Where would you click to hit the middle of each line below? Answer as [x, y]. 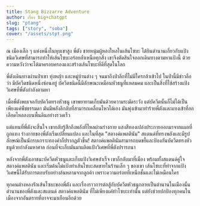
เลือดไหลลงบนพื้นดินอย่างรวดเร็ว [38, 115]
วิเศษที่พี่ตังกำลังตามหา [28, 90]
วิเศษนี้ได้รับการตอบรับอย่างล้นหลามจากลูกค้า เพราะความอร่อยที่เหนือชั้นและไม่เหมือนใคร [93, 173]
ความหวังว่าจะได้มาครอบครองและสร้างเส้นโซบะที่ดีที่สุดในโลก [66, 64]
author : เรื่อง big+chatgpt [37, 17]
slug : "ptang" [24, 23]
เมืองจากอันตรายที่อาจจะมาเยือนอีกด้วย [44, 198]
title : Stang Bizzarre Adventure [48, 12]
